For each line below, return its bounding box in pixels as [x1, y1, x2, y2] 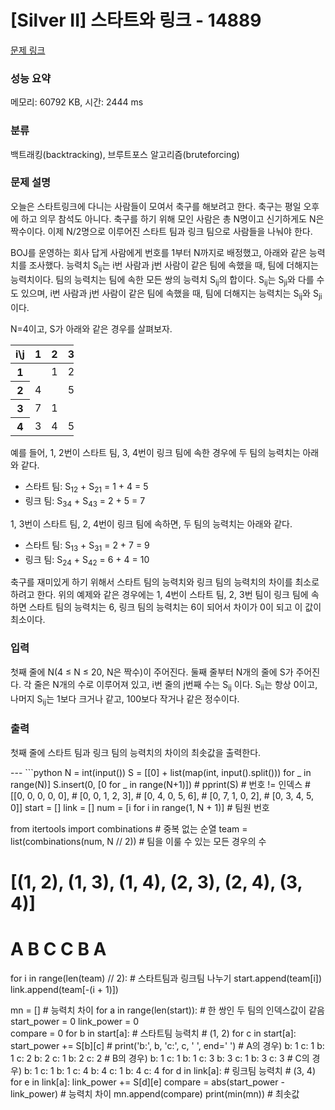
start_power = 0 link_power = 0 [10, 1015, 139, 1027]
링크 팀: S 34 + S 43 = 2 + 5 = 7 [24, 495, 146, 509]
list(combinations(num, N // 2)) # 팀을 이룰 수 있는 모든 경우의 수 [10, 835, 267, 847]
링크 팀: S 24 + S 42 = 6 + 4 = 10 [24, 553, 150, 568]
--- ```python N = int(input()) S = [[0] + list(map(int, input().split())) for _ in [10, 766, 312, 778]
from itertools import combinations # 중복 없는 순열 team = [10, 822, 248, 835]
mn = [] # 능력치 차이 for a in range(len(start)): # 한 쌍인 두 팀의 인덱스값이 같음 [10, 1004, 325, 1016]
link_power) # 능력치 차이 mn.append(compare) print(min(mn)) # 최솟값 [10, 1087, 300, 1100]
